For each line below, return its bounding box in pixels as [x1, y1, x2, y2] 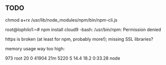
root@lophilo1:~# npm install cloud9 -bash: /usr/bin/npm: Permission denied [5, 27, 162, 32]
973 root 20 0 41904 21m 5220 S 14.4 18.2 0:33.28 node [5, 55, 120, 61]
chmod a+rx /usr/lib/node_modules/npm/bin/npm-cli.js [5, 17, 118, 23]
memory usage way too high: [5, 45, 65, 51]
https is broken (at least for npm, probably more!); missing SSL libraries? [5, 36, 154, 42]
